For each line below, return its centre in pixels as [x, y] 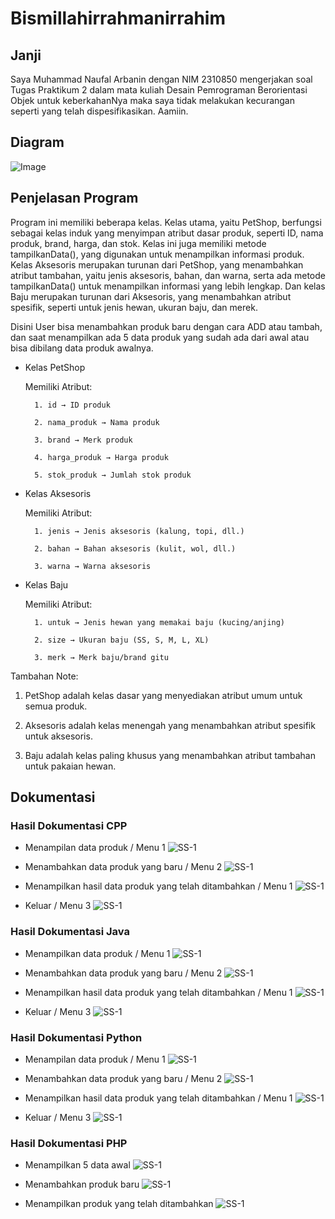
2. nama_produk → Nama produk [97, 422]
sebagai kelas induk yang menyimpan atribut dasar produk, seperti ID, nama [167, 233]
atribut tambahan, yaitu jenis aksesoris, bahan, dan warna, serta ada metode [168, 275]
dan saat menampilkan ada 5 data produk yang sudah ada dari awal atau [160, 337]
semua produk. [56, 706]
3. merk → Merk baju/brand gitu [101, 657]
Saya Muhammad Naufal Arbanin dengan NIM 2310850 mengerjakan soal [161, 79]
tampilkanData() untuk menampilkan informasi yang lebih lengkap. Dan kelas [168, 286]
